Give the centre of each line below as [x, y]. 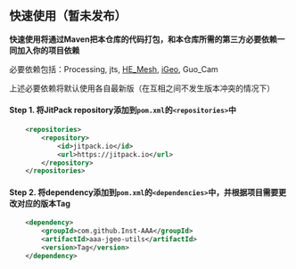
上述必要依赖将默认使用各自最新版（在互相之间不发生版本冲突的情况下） [142, 88]
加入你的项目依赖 [48, 50]
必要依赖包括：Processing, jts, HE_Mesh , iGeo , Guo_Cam [114, 69]
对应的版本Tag [44, 203]
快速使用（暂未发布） [68, 16]
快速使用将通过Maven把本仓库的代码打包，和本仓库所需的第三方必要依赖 [144, 39]
